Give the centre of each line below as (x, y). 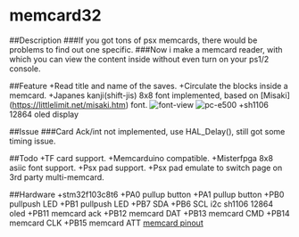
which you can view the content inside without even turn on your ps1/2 (139, 59)
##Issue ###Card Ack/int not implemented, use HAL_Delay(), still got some (147, 131)
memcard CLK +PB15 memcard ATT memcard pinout (106, 223)
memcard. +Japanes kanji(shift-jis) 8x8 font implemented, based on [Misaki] (149, 95)
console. (25, 69)
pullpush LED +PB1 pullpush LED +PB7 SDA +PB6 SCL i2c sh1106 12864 (141, 204)
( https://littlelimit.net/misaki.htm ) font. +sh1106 (139, 104)
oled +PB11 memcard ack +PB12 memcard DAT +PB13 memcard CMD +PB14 (149, 213)
